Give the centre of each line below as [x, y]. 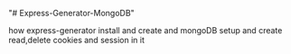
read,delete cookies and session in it [77, 40]
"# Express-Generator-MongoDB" [71, 13]
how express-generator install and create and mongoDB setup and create [145, 30]
